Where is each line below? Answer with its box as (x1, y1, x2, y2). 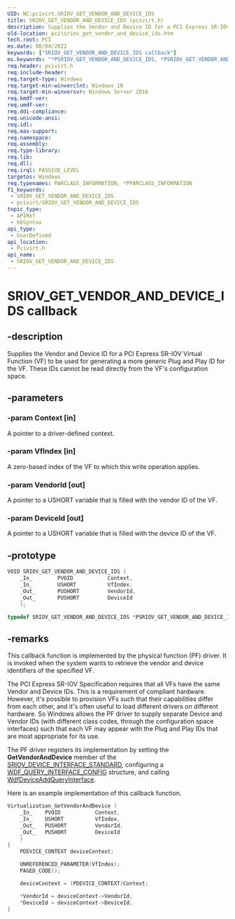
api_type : (7, 225, 36, 232)
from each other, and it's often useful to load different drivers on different (7, 702, 219, 711)
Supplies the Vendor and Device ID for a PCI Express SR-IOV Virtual (7, 349, 203, 358)
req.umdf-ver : (7, 102, 49, 109)
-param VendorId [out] (7, 479, 86, 489)
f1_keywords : (7, 186, 45, 193)
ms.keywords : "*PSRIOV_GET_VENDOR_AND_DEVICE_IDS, (7, 56, 158, 63)
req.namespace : (7, 134, 52, 141)
